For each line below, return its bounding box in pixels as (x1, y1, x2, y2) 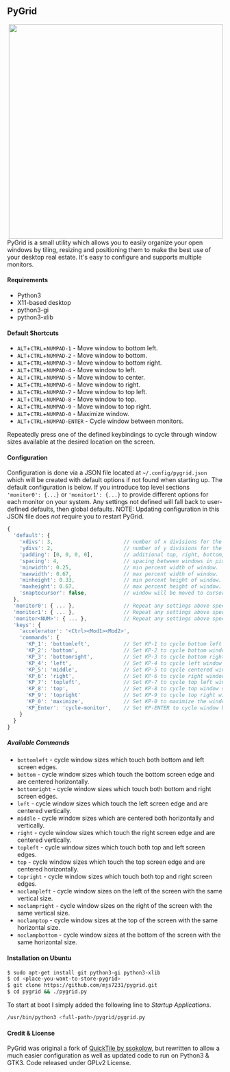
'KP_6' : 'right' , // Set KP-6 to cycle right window (25, 672, 225, 679)
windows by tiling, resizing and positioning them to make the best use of (7, 245, 211, 253)
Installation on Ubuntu (7, 954, 72, 962)
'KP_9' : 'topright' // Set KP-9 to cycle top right (25, 692, 216, 699)
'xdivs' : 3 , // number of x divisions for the (19, 538, 222, 545)
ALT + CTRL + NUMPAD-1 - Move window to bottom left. (16, 344, 158, 352)
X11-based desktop (16, 299, 72, 307)
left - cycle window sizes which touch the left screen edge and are (16, 799, 209, 808)
